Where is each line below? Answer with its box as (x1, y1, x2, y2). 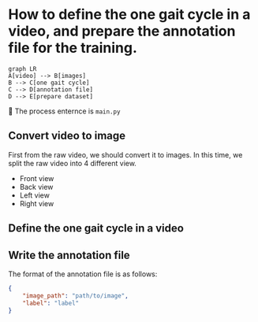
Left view (19, 191, 50, 200)
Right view (19, 198, 54, 208)
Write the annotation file (8, 248, 130, 261)
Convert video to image (8, 129, 126, 142)
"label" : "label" (22, 299, 80, 307)
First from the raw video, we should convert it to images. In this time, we (8, 150, 243, 159)
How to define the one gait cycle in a (8, 6, 251, 24)
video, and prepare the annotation (8, 22, 236, 40)
